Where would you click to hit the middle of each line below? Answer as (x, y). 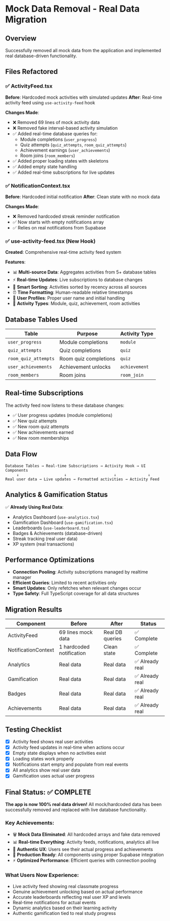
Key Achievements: (30, 823)
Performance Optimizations (50, 560)
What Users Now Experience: (42, 875)
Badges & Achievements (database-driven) (57, 533)
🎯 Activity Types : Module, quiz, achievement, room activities (76, 303)
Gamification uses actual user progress (53, 776)
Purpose (87, 334)
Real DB (113, 632)
